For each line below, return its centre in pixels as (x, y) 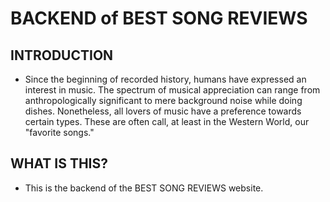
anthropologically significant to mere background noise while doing (163, 100)
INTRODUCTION (62, 55)
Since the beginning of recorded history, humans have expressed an (165, 79)
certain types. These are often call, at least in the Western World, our (167, 121)
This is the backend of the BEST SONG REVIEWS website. (144, 188)
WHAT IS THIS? (59, 163)
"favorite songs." (59, 132)
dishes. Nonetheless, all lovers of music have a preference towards (163, 111)
